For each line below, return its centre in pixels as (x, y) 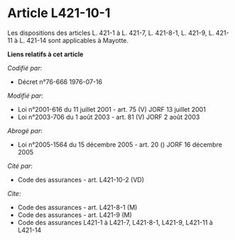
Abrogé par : (25, 130)
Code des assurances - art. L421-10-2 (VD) (81, 179)
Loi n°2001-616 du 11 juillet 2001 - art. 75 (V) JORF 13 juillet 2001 (111, 109)
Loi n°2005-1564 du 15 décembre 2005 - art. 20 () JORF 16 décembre (120, 145)
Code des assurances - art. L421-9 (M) (75, 214)
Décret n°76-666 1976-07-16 (60, 82)
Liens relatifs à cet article (45, 54)
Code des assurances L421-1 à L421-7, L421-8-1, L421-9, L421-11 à (115, 222)
